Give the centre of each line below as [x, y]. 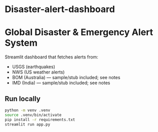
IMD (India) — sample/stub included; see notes [61, 83]
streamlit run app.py [28, 124]
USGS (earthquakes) [33, 67]
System [21, 43]
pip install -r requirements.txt [40, 119]
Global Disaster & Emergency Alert [79, 32]
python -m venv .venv [28, 110]
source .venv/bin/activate [33, 115]
